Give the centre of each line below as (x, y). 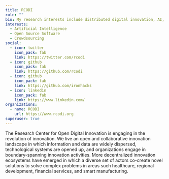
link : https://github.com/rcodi (48, 72)
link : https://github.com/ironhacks (53, 85)
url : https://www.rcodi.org (44, 114)
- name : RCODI (25, 109)
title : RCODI (19, 10)
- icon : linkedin (28, 90)
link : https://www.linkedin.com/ (50, 100)
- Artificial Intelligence (38, 29)
